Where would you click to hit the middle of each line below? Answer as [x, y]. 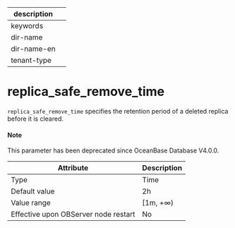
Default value [33, 191]
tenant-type [31, 60]
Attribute [73, 168]
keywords [27, 26]
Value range [31, 203]
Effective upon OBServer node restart [73, 215]
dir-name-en [34, 49]
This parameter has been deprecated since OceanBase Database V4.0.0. [113, 150]
